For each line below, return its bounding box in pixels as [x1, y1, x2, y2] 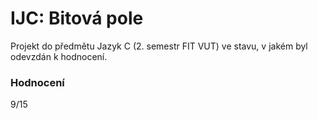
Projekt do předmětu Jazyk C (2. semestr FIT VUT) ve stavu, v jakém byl [10, 40, 308, 52]
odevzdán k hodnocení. [10, 50, 108, 62]
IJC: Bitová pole [10, 7, 144, 30]
